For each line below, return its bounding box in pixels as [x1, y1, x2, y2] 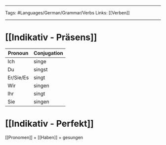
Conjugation [34, 49, 63, 56]
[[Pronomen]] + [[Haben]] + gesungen [5, 134, 83, 140]
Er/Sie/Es [7, 74, 29, 81]
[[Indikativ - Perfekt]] [5, 118, 94, 129]
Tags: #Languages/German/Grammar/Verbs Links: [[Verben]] [5, 10, 130, 15]
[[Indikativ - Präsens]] [5, 32, 97, 43]
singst [34, 66, 48, 73]
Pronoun [8, 49, 29, 56]
